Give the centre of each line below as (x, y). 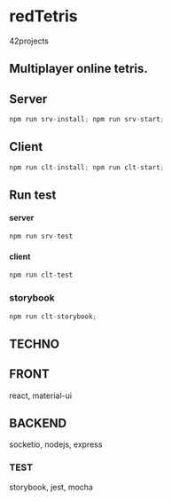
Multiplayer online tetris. (78, 69)
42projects (29, 41)
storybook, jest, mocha (51, 487)
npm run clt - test (41, 275)
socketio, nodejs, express (56, 444)
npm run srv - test (41, 237)
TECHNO (35, 344)
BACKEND (38, 423)
